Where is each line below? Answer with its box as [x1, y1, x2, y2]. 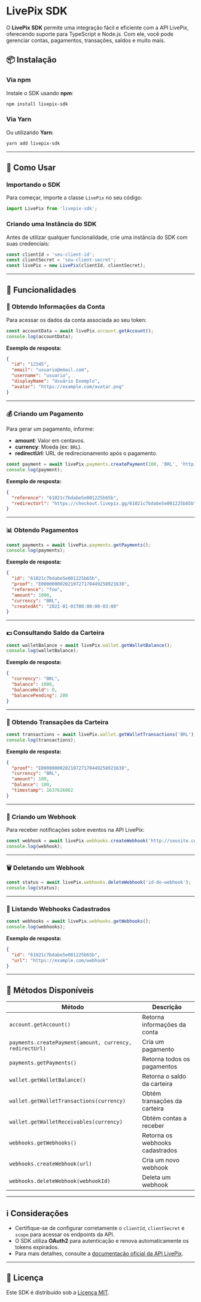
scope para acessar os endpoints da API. [14, 1231, 115, 1238]
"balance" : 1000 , [11, 682, 55, 688]
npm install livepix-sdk [6, 101, 68, 107]
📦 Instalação [6, 55, 57, 65]
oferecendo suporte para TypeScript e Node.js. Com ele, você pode [6, 30, 173, 37]
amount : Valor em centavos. [14, 437, 86, 444]
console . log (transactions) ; [6, 737, 77, 743]
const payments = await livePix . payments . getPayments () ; [6, 542, 151, 548]
